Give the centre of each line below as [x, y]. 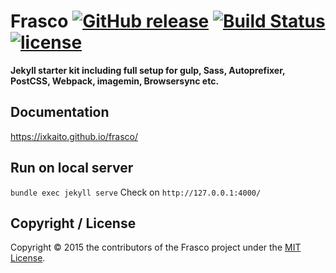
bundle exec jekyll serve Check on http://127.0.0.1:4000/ [136, 192]
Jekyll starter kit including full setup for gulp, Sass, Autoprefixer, [148, 70]
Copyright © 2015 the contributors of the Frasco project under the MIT [156, 247]
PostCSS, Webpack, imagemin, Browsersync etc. [115, 81]
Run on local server [72, 168]
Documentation [60, 112]
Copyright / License [73, 223]
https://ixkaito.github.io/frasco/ [74, 136]
